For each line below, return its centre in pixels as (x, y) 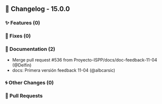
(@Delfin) (22, 65)
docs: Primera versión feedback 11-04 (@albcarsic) (64, 70)
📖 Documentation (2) (30, 49)
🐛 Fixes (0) (18, 36)
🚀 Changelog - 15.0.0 (38, 9)
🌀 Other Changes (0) (30, 83)
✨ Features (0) (23, 23)
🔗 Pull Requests (24, 96)
